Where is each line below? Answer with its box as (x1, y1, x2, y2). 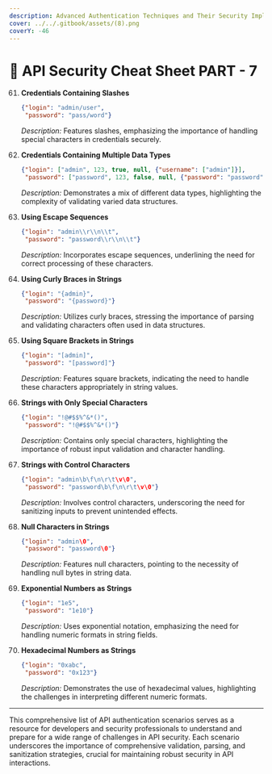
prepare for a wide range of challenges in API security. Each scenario (9, 732, 241, 742)
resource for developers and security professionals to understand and (9, 723, 243, 733)
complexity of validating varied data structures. (20, 196, 178, 206)
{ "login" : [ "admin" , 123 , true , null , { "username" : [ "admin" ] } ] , (20, 166, 245, 174)
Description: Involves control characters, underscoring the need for (20, 497, 245, 507)
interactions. (9, 758, 51, 768)
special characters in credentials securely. (20, 135, 162, 144)
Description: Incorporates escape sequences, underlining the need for (20, 249, 255, 259)
